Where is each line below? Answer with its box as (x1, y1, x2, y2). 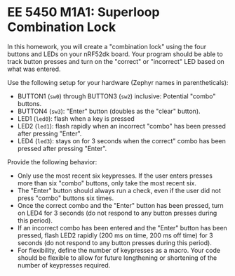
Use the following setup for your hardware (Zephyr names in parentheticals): (7, 78, 229, 86)
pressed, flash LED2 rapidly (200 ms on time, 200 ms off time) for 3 (17, 231, 213, 239)
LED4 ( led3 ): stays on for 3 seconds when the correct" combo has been (17, 136, 226, 145)
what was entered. (7, 65, 61, 73)
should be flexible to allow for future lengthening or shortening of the (17, 254, 217, 262)
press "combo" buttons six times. (17, 194, 114, 202)
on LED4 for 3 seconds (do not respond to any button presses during (17, 209, 217, 217)
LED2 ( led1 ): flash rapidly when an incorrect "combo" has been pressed (17, 121, 227, 130)
